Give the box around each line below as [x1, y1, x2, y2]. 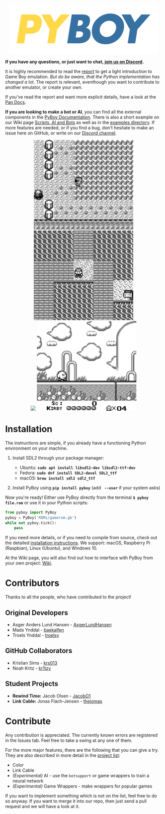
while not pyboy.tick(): [5, 520, 57, 525]
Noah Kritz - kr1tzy [12, 665, 51, 671]
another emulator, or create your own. [5, 84, 83, 90]
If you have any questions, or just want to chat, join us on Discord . [5, 59, 144, 65]
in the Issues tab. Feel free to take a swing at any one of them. [5, 737, 133, 743]
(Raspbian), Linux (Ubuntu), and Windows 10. [5, 545, 98, 551]
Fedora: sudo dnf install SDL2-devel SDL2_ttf [19, 469, 117, 475]
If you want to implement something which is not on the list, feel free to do [5, 793, 158, 799]
